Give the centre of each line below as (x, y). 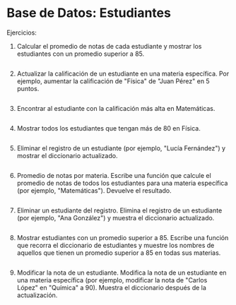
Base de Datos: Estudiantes (89, 13)
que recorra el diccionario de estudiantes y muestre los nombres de (116, 245)
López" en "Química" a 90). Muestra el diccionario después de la (111, 287)
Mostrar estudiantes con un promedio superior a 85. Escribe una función (123, 237)
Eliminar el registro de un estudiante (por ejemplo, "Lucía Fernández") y (121, 148)
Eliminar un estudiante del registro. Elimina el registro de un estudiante (119, 210)
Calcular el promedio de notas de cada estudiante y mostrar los (109, 46)
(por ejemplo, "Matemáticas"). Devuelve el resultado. (94, 190)
